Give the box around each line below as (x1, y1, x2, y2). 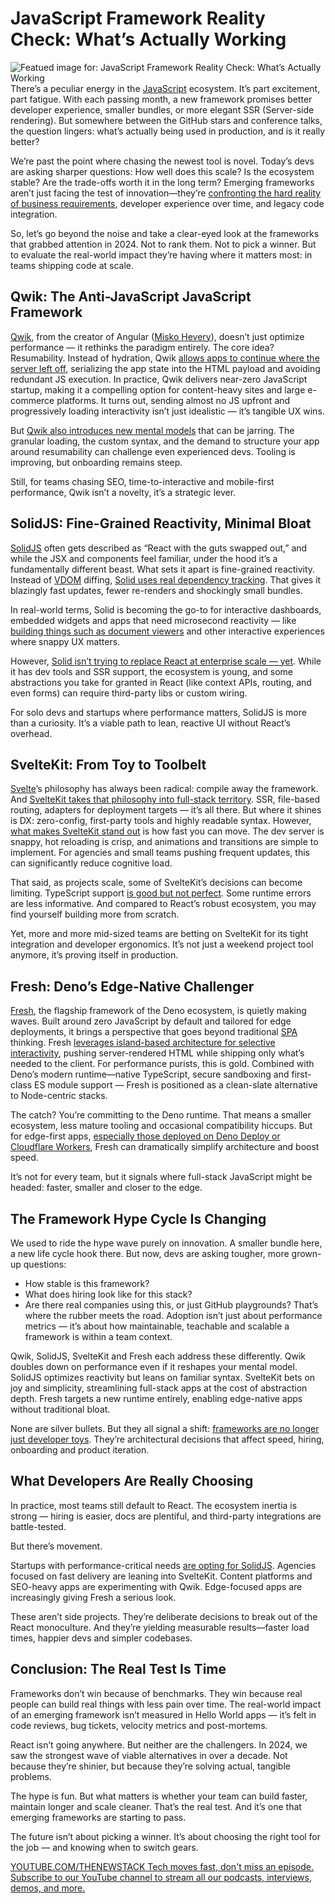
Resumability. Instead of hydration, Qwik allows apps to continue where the (10, 352, 320, 364)
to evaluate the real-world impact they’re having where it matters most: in (10, 248, 313, 261)
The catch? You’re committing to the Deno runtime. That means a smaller (10, 1109, 312, 1121)
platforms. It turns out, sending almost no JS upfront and (56, 394, 291, 406)
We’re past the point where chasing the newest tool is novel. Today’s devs (10, 155, 315, 167)
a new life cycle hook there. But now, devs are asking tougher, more (10, 1248, 290, 1259)
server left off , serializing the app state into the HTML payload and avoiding (10, 362, 321, 374)
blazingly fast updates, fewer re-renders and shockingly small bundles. (10, 584, 303, 596)
